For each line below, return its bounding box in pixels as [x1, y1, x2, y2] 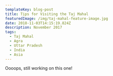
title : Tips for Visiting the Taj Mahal [5, 12, 89, 16]
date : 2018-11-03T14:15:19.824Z [5, 20, 71, 26]
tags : [5, 30, 16, 34]
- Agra [9, 39, 23, 44]
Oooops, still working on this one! [5, 65, 72, 71]
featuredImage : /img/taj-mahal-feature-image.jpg [5, 16, 109, 21]
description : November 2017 [5, 25, 63, 30]
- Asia [9, 52, 23, 57]
